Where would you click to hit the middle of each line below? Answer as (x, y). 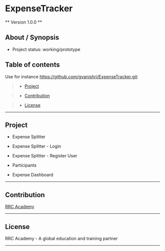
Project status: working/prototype (46, 49)
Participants (24, 165)
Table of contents (32, 65)
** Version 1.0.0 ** (24, 22)
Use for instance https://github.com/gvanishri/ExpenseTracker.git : (72, 76)
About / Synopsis (32, 38)
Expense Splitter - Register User (45, 156)
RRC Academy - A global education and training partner (61, 238)
